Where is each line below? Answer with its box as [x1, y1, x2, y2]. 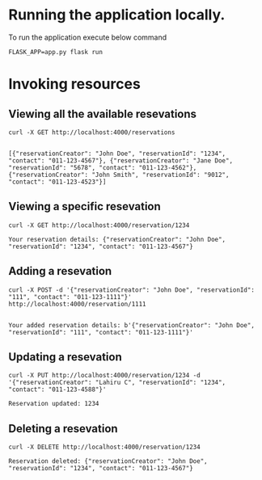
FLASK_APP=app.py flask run [8, 48, 104, 56]
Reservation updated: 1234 [8, 400, 99, 408]
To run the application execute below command [8, 32, 167, 42]
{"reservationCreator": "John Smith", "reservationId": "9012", [8, 171, 230, 179]
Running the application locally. [8, 6, 226, 24]
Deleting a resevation [8, 422, 119, 436]
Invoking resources [8, 75, 142, 94]
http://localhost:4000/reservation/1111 [8, 300, 147, 308]
